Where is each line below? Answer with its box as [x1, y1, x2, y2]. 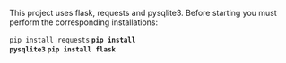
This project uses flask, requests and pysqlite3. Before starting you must [9, 8, 278, 18]
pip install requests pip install [9, 35, 136, 44]
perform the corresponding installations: [9, 17, 159, 28]
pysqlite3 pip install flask [9, 45, 117, 54]
